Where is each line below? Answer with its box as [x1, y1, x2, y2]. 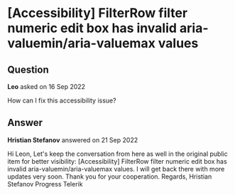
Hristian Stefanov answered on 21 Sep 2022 [7, 135, 138, 144]
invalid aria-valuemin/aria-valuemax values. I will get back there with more [7, 164, 225, 173]
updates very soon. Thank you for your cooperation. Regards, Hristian [7, 172, 212, 181]
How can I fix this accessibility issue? [7, 96, 116, 105]
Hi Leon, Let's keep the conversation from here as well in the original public [7, 149, 229, 158]
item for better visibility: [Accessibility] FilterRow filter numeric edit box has [7, 157, 227, 165]
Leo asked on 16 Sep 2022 [7, 83, 86, 90]
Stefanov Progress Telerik [7, 179, 83, 188]
